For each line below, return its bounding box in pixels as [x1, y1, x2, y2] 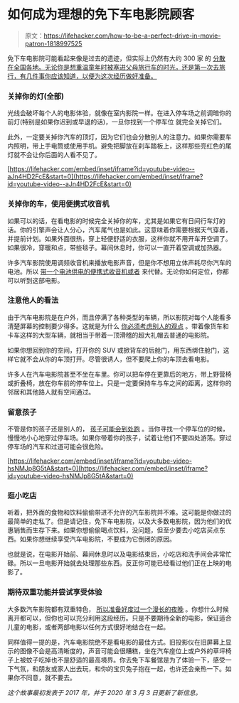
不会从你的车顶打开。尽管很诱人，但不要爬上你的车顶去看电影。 [26, 355, 213, 363]
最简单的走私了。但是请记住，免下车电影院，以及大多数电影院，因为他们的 [7, 517, 225, 526]
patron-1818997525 [24, 39, 83, 48]
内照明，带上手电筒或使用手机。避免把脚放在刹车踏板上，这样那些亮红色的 [7, 141, 225, 150]
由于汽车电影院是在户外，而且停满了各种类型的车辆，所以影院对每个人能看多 [7, 313, 232, 321]
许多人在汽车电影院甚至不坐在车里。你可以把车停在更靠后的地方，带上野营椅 [7, 370, 232, 378]
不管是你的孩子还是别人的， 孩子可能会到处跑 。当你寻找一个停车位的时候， [7, 424, 229, 434]
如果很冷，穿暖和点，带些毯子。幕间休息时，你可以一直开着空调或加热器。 [7, 243, 225, 252]
